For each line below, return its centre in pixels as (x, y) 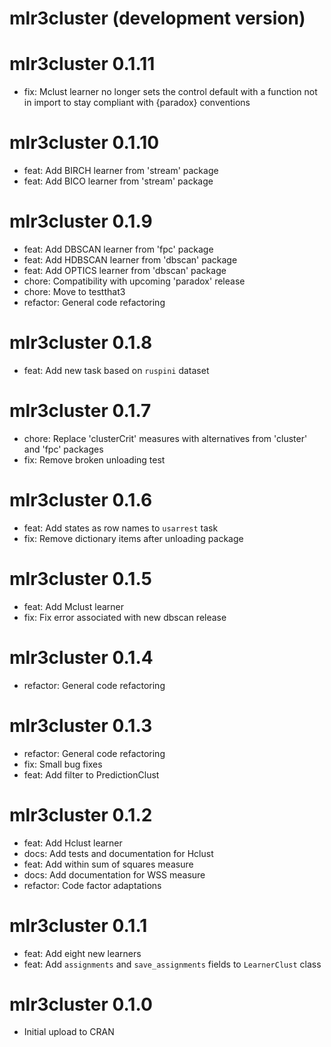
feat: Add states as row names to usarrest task (121, 528)
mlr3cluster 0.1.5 (81, 579)
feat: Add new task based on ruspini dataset (116, 370)
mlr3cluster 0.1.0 (81, 1004)
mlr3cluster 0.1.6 (81, 500)
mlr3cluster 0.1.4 (81, 657)
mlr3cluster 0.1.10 (84, 143)
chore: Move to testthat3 (74, 291)
